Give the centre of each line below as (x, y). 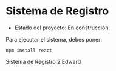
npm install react (29, 50)
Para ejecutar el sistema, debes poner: (54, 39)
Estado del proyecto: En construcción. (62, 28)
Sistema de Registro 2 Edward (43, 61)
